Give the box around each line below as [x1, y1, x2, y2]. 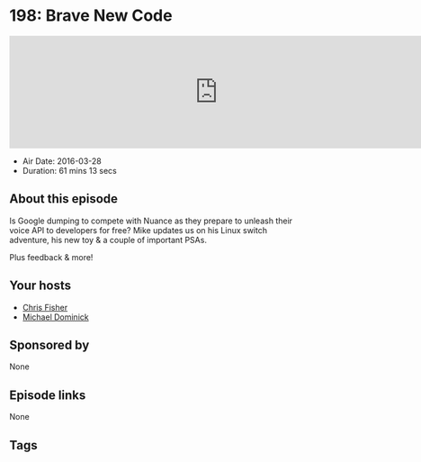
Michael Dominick [22, 312, 89, 322]
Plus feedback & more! [9, 251, 94, 262]
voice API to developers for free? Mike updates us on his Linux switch [9, 224, 268, 235]
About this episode [9, 191, 119, 207]
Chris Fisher [22, 302, 68, 313]
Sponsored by [9, 337, 90, 352]
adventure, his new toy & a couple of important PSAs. [9, 234, 207, 245]
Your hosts [9, 278, 72, 294]
